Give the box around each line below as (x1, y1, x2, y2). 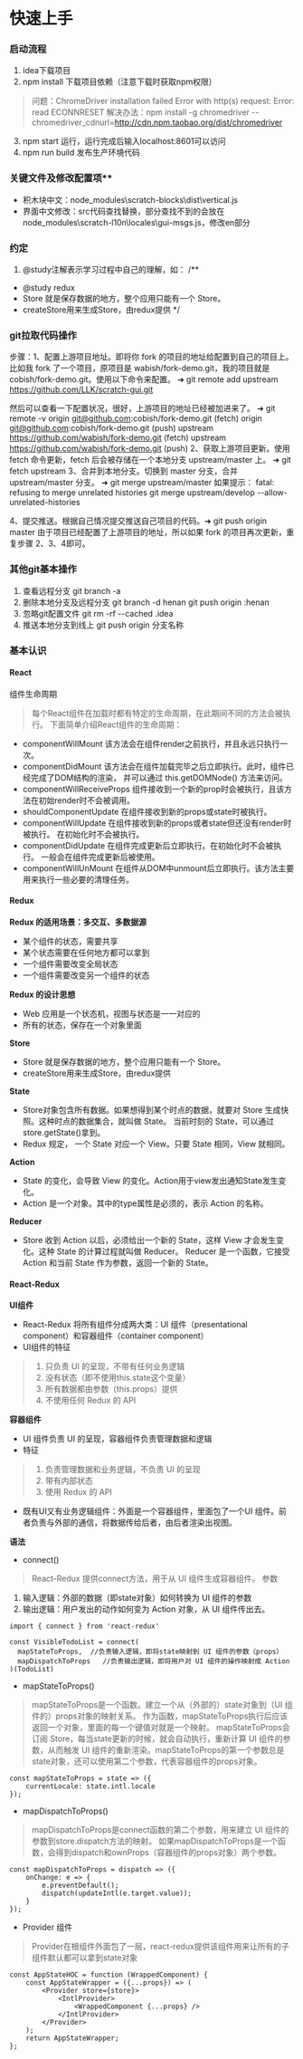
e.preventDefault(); (42, 1881, 119, 1891)
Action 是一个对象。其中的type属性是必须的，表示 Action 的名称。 (22, 1198, 269, 1209)
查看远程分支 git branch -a (22, 585, 121, 596)
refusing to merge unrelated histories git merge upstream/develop (9, 487, 256, 498)
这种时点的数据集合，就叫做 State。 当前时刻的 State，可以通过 (38, 1116, 274, 1126)
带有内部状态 (44, 1475, 93, 1486)
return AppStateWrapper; (25, 2034, 119, 2043)
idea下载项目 (22, 65, 71, 76)
